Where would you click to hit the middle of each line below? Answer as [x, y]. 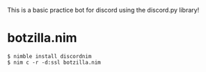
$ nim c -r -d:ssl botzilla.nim [54, 62]
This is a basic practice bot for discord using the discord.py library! [103, 10]
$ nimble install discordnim [49, 56]
